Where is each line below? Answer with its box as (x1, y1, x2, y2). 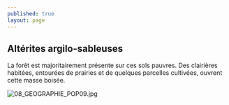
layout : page (7, 17, 45, 24)
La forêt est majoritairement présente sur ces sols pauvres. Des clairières (7, 61, 218, 70)
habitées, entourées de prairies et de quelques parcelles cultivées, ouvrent (7, 69, 223, 77)
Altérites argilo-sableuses (7, 43, 124, 55)
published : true (7, 10, 54, 17)
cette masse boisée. (7, 76, 66, 85)
